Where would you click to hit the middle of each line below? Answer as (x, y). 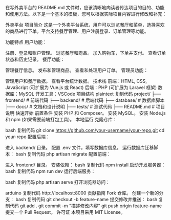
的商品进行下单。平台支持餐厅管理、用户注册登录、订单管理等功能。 (77, 31)
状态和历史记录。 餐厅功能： (35, 59)
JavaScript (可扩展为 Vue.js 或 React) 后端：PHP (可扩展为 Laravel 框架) (81, 87)
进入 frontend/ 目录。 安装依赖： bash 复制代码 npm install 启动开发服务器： (85, 165)
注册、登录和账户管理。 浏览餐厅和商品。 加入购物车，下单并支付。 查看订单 (86, 53)
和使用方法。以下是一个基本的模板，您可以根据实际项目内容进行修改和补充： (86, 14)
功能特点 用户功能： (26, 42)
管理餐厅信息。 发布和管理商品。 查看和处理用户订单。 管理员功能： (77, 70)
